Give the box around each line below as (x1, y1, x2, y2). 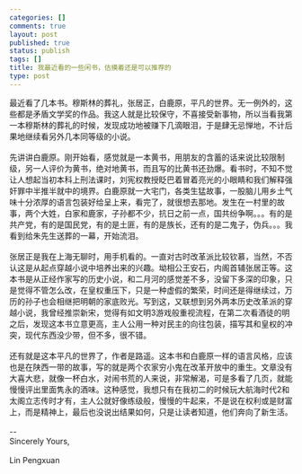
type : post (9, 72, 50, 81)
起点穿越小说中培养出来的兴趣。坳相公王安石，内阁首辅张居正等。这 (40, 262, 293, 273)
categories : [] (9, 13, 67, 22)
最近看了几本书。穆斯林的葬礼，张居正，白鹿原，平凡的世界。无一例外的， (9, 97, 285, 108)
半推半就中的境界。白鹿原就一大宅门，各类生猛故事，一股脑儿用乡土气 (32, 185, 293, 196)
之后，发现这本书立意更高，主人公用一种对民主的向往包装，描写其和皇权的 (9, 318, 285, 329)
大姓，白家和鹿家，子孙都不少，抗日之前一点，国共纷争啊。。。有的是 (40, 207, 293, 218)
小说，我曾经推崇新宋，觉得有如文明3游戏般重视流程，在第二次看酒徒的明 (16, 307, 290, 318)
